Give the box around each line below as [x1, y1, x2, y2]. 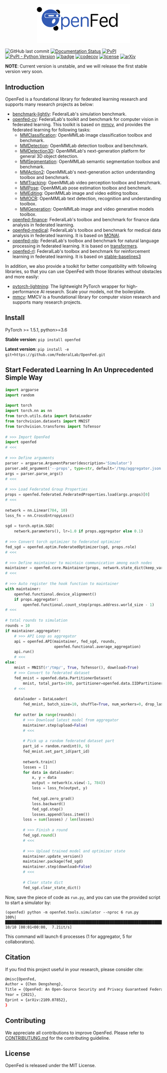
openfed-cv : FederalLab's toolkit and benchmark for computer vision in [12, 116, 159, 122]
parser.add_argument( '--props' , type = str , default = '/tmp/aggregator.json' [5, 466, 164, 471]
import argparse [5, 387, 39, 392]
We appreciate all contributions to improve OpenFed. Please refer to [5, 1030, 144, 1036]
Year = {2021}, [5, 992, 37, 997]
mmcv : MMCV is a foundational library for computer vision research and [12, 294, 161, 300]
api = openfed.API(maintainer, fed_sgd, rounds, [14, 639, 117, 644]
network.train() [23, 759, 57, 764]
